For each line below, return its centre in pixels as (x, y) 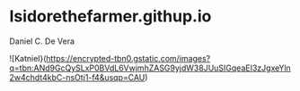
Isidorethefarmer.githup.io (110, 17)
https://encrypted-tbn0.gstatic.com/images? (128, 58)
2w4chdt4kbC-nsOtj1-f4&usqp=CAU (77, 77)
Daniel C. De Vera (42, 41)
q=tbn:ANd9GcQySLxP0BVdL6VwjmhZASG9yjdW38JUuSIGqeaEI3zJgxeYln (150, 68)
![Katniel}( (28, 58)
